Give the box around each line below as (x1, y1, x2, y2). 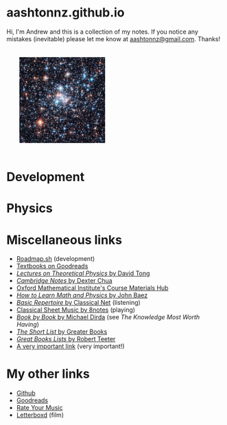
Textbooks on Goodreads (16, 262, 88, 271)
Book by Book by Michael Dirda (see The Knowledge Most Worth (16, 313, 200, 321)
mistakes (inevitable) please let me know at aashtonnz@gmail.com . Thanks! (6, 34, 221, 43)
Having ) (16, 321, 39, 329)
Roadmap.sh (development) (16, 255, 95, 263)
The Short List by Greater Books (16, 328, 108, 336)
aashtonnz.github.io (6, 5, 125, 21)
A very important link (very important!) (16, 342, 125, 351)
